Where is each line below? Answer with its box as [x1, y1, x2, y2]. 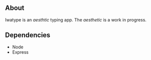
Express [12, 49, 29, 55]
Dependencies [5, 31, 50, 40]
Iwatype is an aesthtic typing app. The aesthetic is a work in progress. [5, 17, 147, 22]
